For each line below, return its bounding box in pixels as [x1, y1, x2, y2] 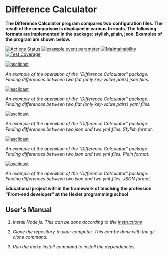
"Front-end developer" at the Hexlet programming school [5, 190, 129, 197]
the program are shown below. [5, 36, 71, 42]
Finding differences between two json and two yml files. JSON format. [5, 175, 151, 182]
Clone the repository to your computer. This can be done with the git [12, 228, 155, 235]
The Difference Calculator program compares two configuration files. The [5, 20, 163, 26]
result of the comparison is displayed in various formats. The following [5, 25, 157, 31]
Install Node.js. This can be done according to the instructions [12, 219, 142, 225]
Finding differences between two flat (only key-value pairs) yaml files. [5, 101, 151, 107]
